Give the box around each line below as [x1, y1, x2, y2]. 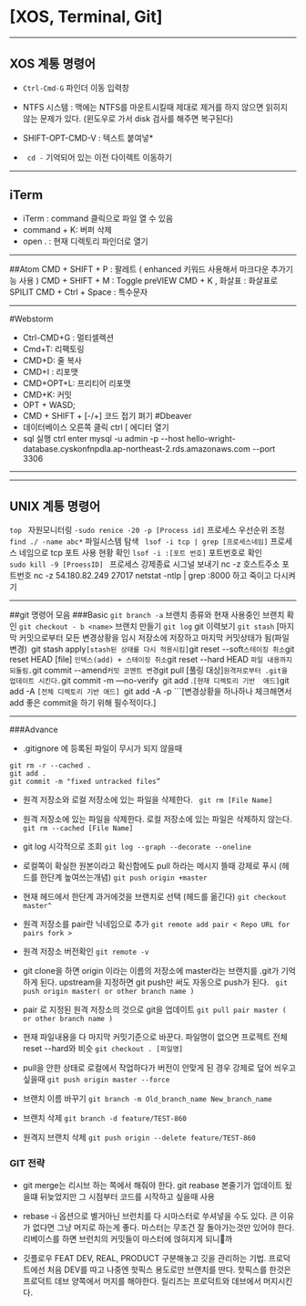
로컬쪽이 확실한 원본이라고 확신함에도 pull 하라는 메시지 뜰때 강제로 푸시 [22, 861, 278, 872]
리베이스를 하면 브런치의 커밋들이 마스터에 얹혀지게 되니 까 [22, 1233, 233, 1244]
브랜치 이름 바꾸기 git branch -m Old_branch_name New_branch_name [22, 1093, 272, 1104]
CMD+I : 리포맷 [22, 366, 79, 377]
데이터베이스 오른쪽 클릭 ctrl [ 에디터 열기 [22, 422, 170, 433]
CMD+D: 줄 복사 [22, 354, 82, 366]
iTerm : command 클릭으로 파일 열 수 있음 [22, 213, 174, 224]
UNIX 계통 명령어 [9, 498, 101, 514]
